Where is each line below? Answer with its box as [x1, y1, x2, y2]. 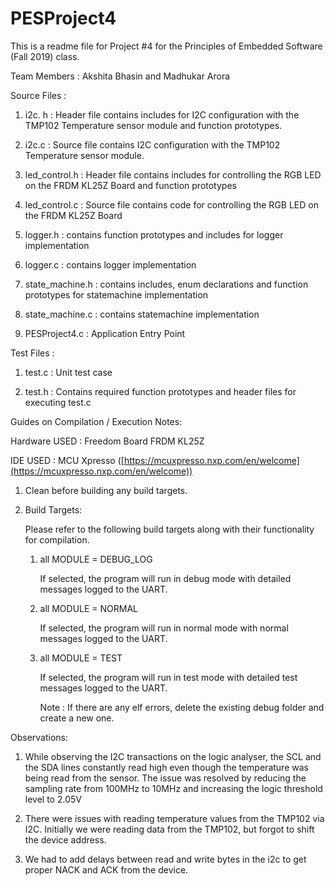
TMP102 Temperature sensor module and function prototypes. [24, 119, 283, 131]
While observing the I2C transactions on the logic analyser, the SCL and [24, 750, 322, 762]
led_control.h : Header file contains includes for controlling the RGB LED [24, 168, 322, 181]
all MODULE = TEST [39, 652, 123, 664]
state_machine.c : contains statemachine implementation [24, 308, 260, 320]
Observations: [10, 731, 69, 743]
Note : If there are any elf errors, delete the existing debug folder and [39, 701, 325, 713]
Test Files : [10, 347, 55, 359]
